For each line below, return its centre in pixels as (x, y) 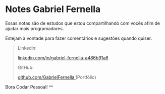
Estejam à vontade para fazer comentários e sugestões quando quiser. (79, 38)
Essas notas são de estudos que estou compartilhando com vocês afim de (83, 23)
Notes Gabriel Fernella (53, 9)
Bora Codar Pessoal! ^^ (29, 87)
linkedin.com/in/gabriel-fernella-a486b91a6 (63, 58)
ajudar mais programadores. (35, 28)
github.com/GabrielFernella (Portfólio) (57, 77)
